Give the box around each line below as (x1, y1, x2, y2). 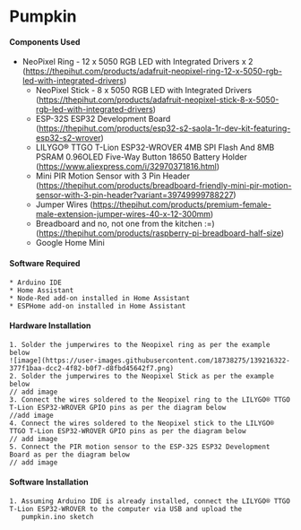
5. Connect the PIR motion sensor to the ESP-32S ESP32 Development (9, 442, 271, 451)
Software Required (9, 257, 81, 268)
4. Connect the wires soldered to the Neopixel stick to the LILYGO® (9, 419, 275, 428)
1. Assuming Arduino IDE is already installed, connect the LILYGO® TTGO (9, 497, 291, 506)
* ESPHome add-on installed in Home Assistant (9, 301, 186, 310)
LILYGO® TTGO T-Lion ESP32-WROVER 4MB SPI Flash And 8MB (35, 142, 275, 153)
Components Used (9, 36, 81, 47)
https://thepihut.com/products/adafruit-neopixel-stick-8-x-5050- (39, 94, 279, 105)
